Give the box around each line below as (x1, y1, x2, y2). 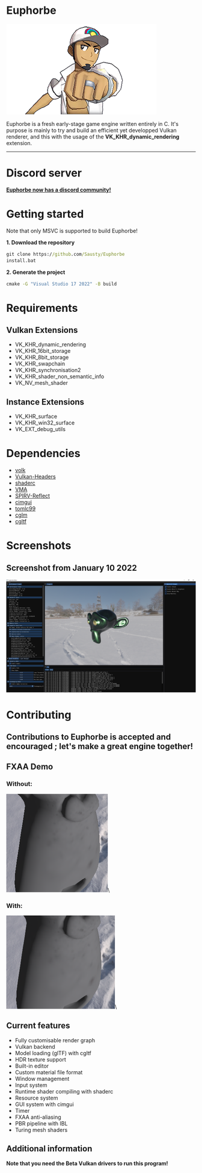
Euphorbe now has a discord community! (6, 186, 111, 193)
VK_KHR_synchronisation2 (14, 367, 81, 374)
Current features (6, 1021, 70, 1031)
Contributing (6, 708, 72, 721)
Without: (6, 780, 33, 788)
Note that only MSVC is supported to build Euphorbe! (6, 227, 138, 234)
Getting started (6, 207, 84, 221)
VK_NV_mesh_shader (14, 379, 68, 387)
